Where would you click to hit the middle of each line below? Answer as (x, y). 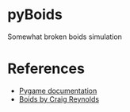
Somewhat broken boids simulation (65, 37)
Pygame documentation (58, 91)
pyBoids (35, 15)
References (46, 69)
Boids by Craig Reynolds (59, 99)
